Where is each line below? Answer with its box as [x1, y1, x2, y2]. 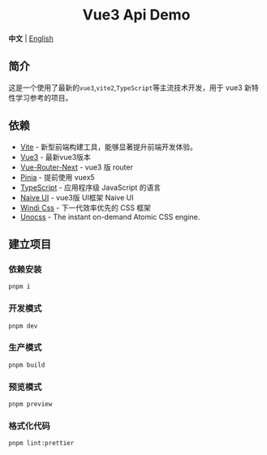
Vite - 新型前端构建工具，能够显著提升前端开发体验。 [19, 142, 197, 152]
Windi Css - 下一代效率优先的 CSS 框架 [19, 203, 152, 212]
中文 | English [8, 33, 54, 43]
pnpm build [8, 361, 45, 369]
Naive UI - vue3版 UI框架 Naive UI [19, 192, 134, 202]
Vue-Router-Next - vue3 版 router [19, 162, 134, 172]
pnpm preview [8, 400, 53, 409]
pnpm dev [8, 322, 38, 330]
